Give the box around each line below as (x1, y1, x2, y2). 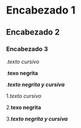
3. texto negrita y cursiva (6, 115, 68, 122)
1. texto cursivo (6, 92, 41, 99)
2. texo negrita (6, 104, 41, 111)
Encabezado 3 (6, 45, 48, 53)
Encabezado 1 (6, 4, 76, 17)
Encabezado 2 (6, 27, 60, 37)
